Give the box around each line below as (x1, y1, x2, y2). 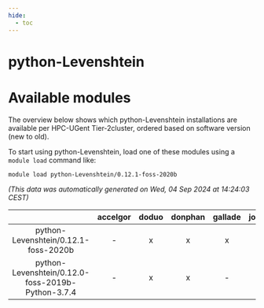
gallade (212, 211, 241, 222)
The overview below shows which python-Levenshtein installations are (8, 115, 238, 124)
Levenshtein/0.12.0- (12, 267, 90, 278)
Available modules (8, 88, 131, 106)
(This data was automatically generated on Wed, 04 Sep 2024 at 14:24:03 (8, 184, 250, 194)
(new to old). (8, 132, 49, 141)
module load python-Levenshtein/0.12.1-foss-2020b (8, 170, 178, 178)
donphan (170, 211, 206, 222)
